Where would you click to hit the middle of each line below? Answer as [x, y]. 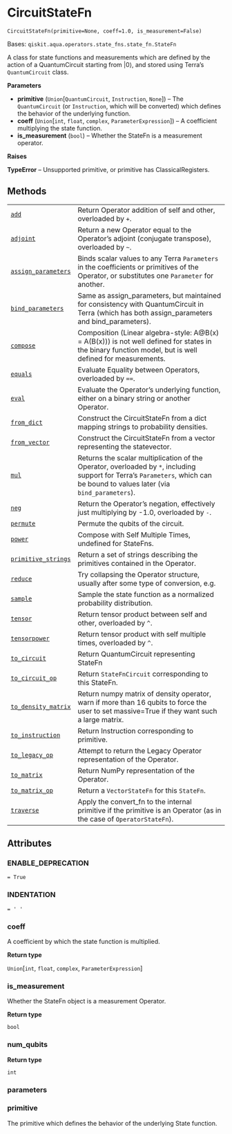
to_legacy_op [32, 755]
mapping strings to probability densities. [143, 426]
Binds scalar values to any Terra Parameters [148, 258]
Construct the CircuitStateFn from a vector [146, 438]
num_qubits [28, 1045]
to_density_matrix [41, 707]
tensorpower [30, 638]
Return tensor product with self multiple [142, 634]
